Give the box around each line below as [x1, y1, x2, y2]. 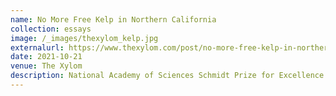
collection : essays [10, 24, 92, 34]
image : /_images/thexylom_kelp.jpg [10, 33, 159, 43]
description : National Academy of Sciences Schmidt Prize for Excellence [10, 71, 325, 81]
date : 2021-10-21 [10, 52, 83, 62]
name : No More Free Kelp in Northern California [10, 14, 217, 25]
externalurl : [10, 42, 65, 53]
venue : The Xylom [10, 61, 83, 71]
